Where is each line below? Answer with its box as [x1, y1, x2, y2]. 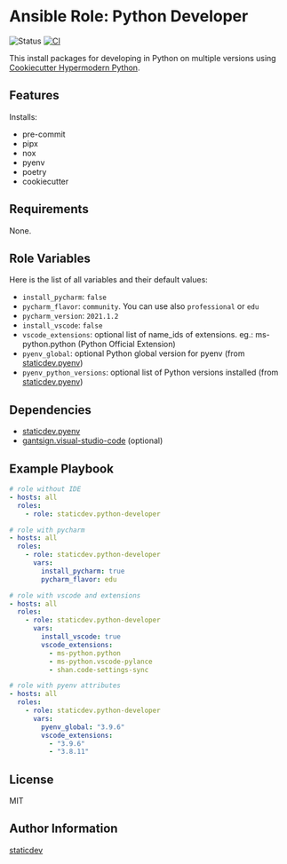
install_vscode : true [41, 632, 122, 641]
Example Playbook [9, 461, 114, 476]
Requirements [9, 202, 89, 217]
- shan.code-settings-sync [48, 665, 149, 674]
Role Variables [9, 250, 91, 266]
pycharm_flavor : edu [41, 575, 117, 583]
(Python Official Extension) [77, 339, 176, 350]
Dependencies [9, 402, 92, 417]
